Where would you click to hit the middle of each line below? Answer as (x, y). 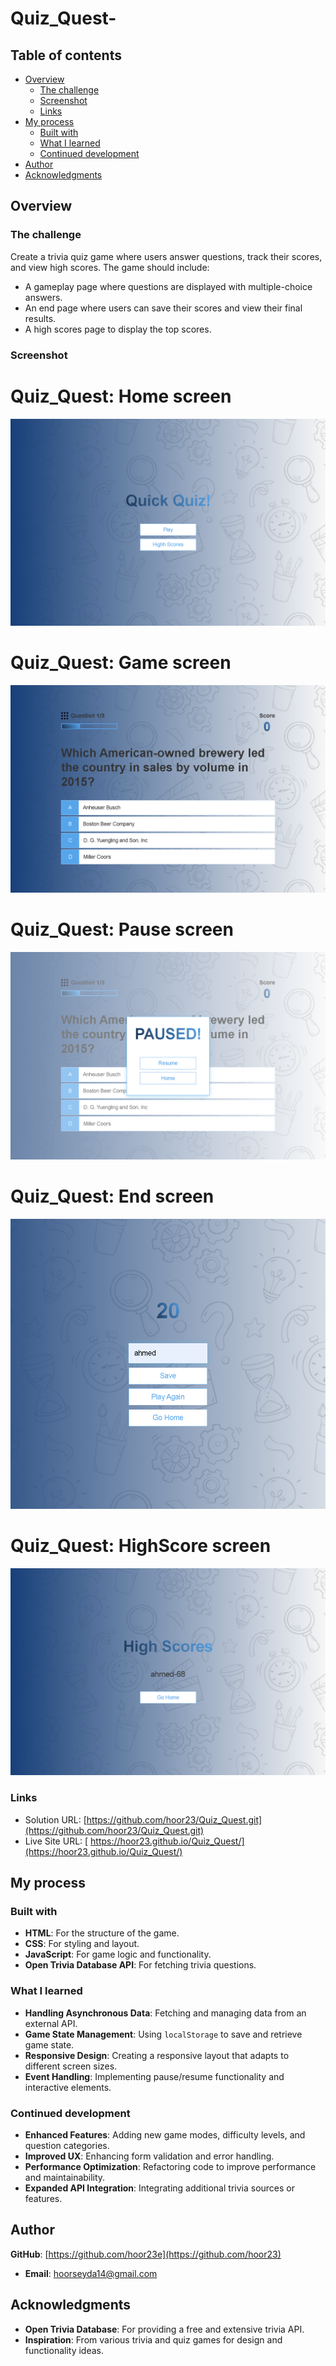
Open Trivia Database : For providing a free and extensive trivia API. (164, 2329)
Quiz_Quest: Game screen (121, 663)
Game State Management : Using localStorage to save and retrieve (163, 2034)
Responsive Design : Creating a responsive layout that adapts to (157, 2055)
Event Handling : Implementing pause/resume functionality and (154, 2076)
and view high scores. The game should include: (110, 267)
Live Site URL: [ (56, 1841)
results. (40, 318)
